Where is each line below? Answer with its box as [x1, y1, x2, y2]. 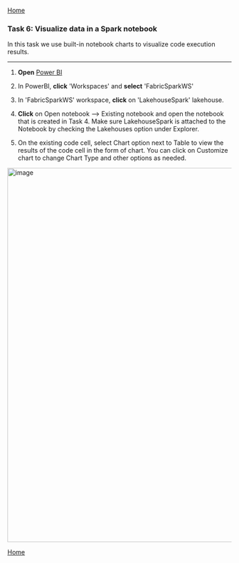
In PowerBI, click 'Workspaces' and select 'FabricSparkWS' [17, 82, 194, 91]
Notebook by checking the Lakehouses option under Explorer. [17, 125, 199, 133]
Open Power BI [17, 68, 63, 77]
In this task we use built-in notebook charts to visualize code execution [7, 40, 216, 49]
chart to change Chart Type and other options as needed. [17, 153, 187, 163]
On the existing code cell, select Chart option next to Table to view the [17, 138, 224, 147]
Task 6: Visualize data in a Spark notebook [7, 24, 158, 34]
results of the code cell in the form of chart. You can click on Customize [17, 146, 228, 155]
